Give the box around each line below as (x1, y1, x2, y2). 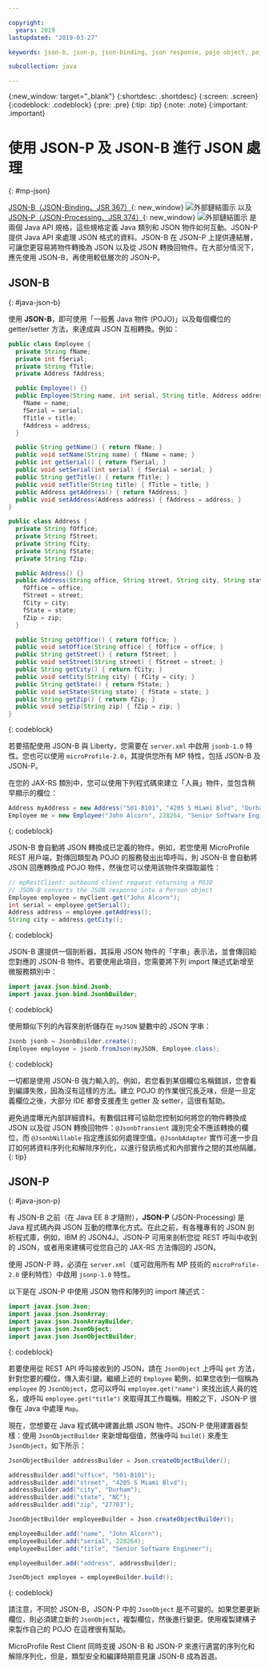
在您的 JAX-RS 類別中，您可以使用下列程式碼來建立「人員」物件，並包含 (8, 778, 248, 788)
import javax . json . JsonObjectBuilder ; (8, 1332, 138, 1340)
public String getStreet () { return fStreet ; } (15, 650, 178, 659)
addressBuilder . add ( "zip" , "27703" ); (8, 1501, 134, 1509)
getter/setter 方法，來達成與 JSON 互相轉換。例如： (8, 324, 180, 333)
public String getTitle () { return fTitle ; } (15, 473, 171, 481)
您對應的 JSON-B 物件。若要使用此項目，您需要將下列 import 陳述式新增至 (8, 957, 255, 967)
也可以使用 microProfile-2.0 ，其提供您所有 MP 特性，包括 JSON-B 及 (29, 751, 261, 761)
